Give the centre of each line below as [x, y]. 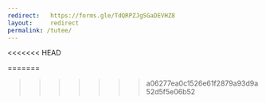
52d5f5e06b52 [171, 92]
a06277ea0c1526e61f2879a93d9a [202, 83]
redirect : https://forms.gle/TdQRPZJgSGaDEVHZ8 [92, 15]
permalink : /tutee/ [40, 30]
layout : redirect [43, 23]
